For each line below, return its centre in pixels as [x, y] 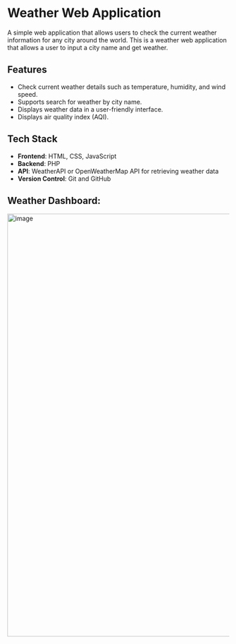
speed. [27, 94]
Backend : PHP [39, 163]
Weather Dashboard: [54, 200]
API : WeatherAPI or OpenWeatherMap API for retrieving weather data [118, 171]
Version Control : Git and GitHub [64, 179]
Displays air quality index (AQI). [63, 117]
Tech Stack [32, 139]
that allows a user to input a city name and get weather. [88, 47]
